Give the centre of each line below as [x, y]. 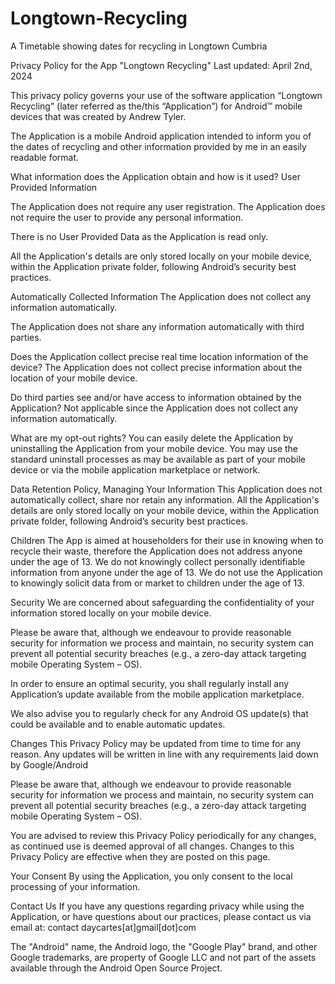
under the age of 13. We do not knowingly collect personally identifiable [158, 561]
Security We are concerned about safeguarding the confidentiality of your [162, 602]
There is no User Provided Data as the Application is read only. [139, 236]
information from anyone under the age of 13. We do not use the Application [166, 572]
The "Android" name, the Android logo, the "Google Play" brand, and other [164, 946]
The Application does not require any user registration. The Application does [168, 206]
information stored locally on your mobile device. [111, 613]
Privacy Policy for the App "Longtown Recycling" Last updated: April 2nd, [161, 65]
